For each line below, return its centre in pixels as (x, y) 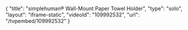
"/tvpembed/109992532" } (38, 21)
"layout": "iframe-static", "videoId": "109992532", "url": (72, 15)
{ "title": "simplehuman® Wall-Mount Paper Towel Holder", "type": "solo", (94, 9)
